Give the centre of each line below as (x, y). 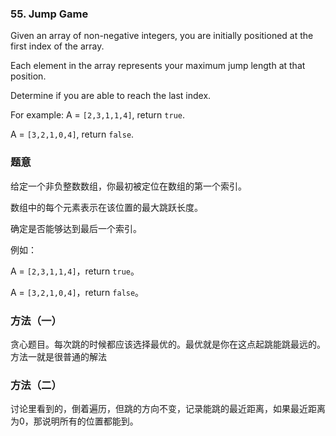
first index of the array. (57, 46)
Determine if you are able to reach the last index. (111, 96)
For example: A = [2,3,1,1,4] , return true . (97, 115)
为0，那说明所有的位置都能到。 (74, 421)
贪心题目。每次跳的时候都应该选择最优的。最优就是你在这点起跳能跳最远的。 (168, 344)
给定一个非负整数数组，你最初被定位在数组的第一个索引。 (128, 186)
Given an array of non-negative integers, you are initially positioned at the (162, 36)
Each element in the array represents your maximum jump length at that (158, 66)
